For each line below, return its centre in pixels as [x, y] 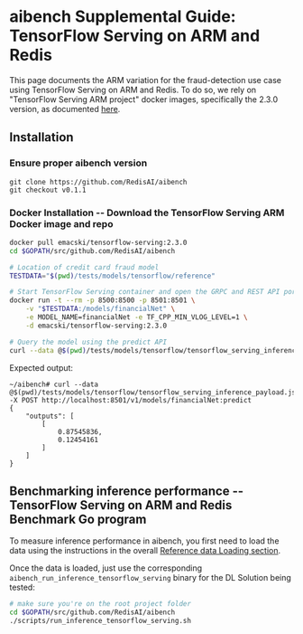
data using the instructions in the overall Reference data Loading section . [145, 551]
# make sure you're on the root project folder [101, 604]
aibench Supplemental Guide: [123, 17]
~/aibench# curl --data [54, 384]
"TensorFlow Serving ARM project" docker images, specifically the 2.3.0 [143, 99]
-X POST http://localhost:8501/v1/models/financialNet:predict [131, 400]
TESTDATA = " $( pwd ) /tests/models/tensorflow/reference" [113, 276]
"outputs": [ [50, 416]
